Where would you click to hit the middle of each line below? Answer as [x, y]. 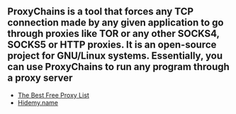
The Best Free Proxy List [54, 95]
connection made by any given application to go [116, 23]
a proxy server [40, 78]
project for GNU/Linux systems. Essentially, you [115, 56]
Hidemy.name [38, 103]
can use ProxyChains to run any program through [119, 67]
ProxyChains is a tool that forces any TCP [100, 12]
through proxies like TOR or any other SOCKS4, [113, 34]
